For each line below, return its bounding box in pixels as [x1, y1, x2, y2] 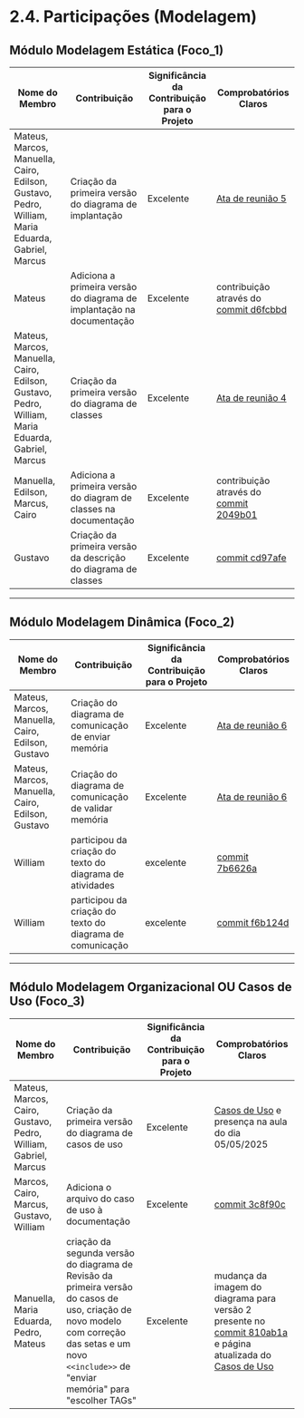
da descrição [70, 551, 127, 564]
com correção [66, 1326, 127, 1338]
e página [214, 1337, 252, 1350]
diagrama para [214, 1292, 276, 1305]
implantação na [70, 304, 136, 316]
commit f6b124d [216, 916, 290, 928]
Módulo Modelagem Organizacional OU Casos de [9, 979, 292, 995]
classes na [70, 503, 116, 515]
